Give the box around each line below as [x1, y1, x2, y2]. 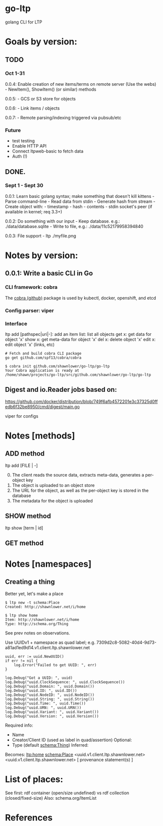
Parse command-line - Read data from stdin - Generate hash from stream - [5, 198, 156, 204]
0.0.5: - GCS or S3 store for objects [5, 96, 76, 101]
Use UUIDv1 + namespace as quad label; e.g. [5, 639, 96, 645]
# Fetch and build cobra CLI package [5, 351, 82, 356]
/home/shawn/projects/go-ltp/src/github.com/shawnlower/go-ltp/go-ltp [5, 372, 151, 377]
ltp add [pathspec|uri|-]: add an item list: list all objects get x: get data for [5, 331, 152, 337]
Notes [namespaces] [5, 558, 91, 570]
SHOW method [5, 512, 51, 520]
